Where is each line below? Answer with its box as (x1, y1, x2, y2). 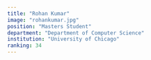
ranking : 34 (7, 42, 42, 49)
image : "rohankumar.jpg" (7, 17, 79, 23)
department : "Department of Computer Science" (7, 29, 145, 37)
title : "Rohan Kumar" (7, 10, 70, 17)
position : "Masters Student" (7, 23, 92, 30)
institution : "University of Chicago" (7, 36, 120, 43)
